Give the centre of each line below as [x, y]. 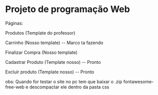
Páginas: [14, 23]
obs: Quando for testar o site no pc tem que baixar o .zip [64, 81]
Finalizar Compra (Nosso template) [42, 52]
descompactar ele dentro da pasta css [69, 87]
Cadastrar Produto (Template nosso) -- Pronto [53, 62]
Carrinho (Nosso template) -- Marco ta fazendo [54, 42]
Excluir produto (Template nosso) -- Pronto [50, 72]
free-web [15, 87]
